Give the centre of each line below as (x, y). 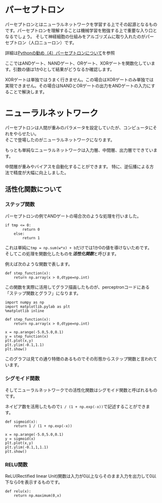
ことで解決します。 (28, 92)
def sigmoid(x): (21, 422)
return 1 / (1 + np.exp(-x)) (43, 426)
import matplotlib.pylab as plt (37, 307)
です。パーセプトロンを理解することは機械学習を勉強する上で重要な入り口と (81, 30)
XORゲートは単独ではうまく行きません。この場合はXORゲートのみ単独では (79, 79)
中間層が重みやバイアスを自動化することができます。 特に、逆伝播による (77, 166)
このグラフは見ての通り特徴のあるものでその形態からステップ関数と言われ (79, 359)
